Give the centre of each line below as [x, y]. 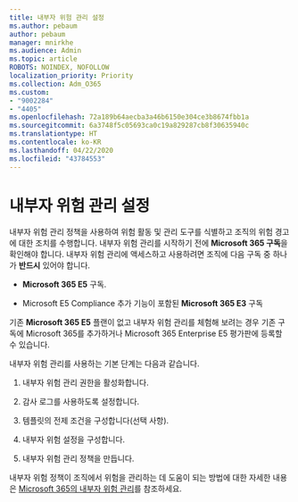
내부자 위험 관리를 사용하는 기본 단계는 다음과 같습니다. [104, 364]
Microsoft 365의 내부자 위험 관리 [76, 489]
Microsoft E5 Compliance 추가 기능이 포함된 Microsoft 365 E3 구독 [142, 304]
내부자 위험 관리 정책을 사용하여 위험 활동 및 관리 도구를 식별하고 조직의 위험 [141, 232]
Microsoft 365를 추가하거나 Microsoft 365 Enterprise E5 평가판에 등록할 [154, 334]
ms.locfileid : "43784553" [57, 159]
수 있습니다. [30, 345]
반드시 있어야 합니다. [54, 265]
